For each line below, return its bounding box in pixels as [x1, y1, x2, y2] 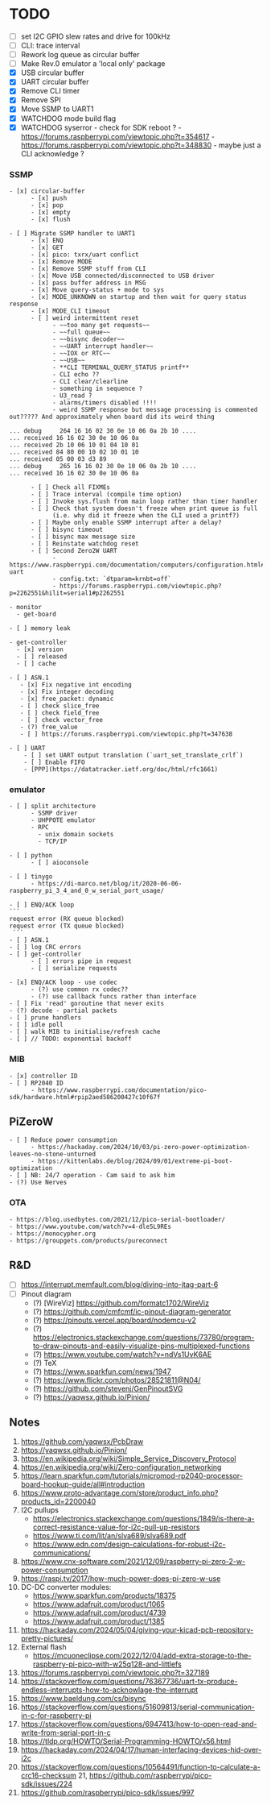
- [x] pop [30, 201, 64, 210]
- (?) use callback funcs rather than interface [30, 993, 197, 1001]
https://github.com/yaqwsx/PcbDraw [20, 1437, 144, 1446]
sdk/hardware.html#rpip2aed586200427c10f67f [9, 1093, 161, 1101]
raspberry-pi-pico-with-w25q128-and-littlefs [32, 1659, 182, 1669]
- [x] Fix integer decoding [19, 687, 114, 695]
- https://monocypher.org [9, 1230, 96, 1238]
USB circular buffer [20, 68, 85, 77]
